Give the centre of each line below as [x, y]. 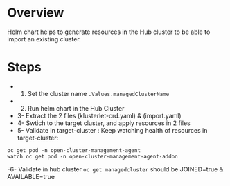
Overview [36, 13]
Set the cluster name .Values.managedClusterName [98, 93]
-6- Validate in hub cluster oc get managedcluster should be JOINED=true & [115, 169]
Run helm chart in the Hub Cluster [76, 108]
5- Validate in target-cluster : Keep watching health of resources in [112, 130]
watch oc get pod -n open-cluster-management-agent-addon [92, 156]
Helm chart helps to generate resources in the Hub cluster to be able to [109, 32]
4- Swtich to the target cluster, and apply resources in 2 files [104, 123]
